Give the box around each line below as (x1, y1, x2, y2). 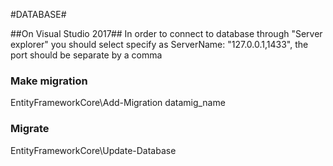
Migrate (10, 122, 50, 136)
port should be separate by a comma (10, 49, 163, 61)
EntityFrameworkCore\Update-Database (10, 144, 177, 156)
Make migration (10, 74, 88, 88)
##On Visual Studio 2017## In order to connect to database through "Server (10, 28, 323, 39)
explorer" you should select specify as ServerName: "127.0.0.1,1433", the (10, 39, 309, 50)
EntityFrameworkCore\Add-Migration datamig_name (10, 97, 226, 109)
